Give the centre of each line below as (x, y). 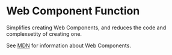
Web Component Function (73, 11)
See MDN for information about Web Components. (69, 45)
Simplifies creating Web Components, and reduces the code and (86, 27)
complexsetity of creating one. (44, 33)
